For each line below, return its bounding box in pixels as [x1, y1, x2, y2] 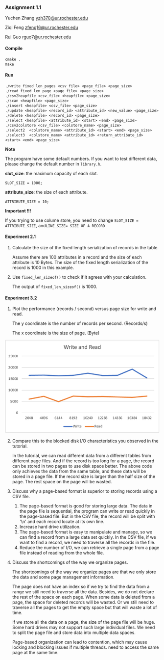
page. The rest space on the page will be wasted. [12, 478, 112, 484]
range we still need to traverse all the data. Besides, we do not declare [12, 588, 154, 595]
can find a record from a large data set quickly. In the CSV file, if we [19, 534, 156, 540]
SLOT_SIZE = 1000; [5, 181, 43, 185]
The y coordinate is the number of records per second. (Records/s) [12, 320, 148, 326]
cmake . [5, 57, 21, 62]
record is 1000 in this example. [12, 264, 74, 270]
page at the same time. [12, 649, 59, 655]
